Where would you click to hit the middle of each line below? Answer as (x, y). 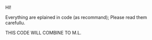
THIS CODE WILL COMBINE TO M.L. (43, 33)
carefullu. (15, 23)
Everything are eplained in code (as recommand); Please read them (76, 17)
